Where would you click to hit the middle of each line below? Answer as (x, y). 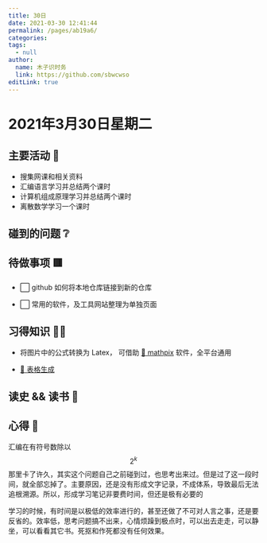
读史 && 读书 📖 (43, 396)
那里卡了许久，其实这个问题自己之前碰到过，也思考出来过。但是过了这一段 (130, 475)
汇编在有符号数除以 (40, 447)
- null (26, 52)
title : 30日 (27, 16)
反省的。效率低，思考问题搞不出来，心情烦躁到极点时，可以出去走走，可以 (130, 521)
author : (21, 60)
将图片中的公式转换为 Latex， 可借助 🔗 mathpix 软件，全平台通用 (126, 352)
